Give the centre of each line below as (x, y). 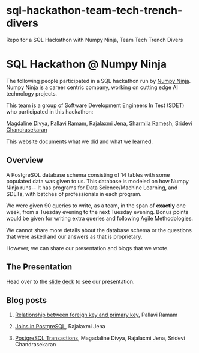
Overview (25, 160)
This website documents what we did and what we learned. (80, 141)
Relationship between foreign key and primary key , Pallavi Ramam (96, 315)
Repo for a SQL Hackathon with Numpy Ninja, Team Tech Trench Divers (95, 40)
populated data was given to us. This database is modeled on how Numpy (97, 181)
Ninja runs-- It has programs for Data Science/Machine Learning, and (92, 188)
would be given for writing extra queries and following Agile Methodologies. (100, 218)
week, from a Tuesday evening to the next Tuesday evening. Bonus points (97, 212)
